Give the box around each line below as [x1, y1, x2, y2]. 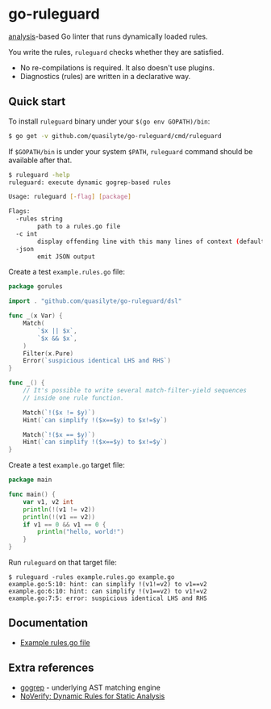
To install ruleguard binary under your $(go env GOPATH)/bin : [8, 116, 211, 126]
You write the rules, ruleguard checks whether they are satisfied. [8, 47, 224, 57]
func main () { [8, 490, 56, 498]
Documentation [8, 616, 89, 630]
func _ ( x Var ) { [8, 312, 63, 320]
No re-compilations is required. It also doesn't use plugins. [19, 62, 215, 73]
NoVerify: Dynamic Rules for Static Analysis [19, 691, 165, 701]
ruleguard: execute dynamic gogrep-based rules [8, 178, 172, 187]
